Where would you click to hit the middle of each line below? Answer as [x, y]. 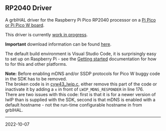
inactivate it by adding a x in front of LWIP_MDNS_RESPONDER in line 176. [75, 89]
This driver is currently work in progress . [46, 34]
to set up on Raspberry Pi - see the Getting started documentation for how [81, 59]
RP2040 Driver [28, 8]
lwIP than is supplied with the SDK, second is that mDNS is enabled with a [80, 100]
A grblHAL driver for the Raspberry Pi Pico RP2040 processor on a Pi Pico [81, 20]
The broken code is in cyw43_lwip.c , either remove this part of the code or [81, 84]
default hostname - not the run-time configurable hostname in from [74, 105]
